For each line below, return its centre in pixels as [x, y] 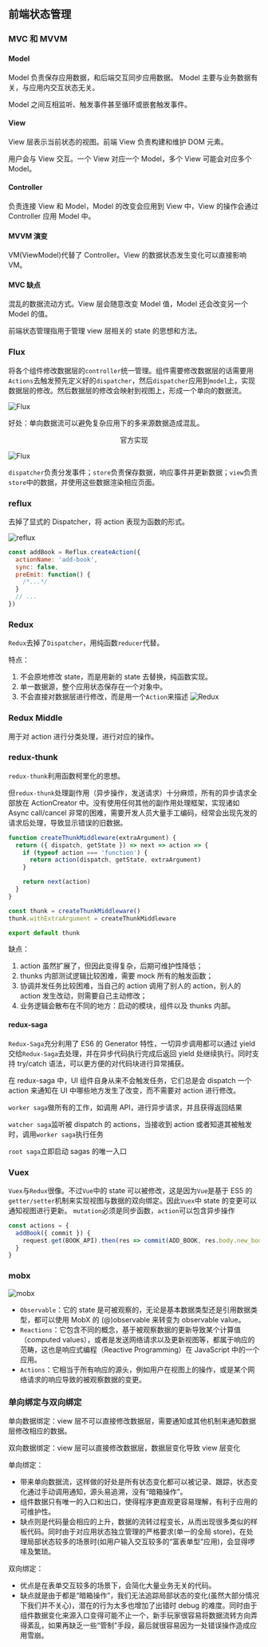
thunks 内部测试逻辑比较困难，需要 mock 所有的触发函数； [116, 976]
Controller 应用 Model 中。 [52, 216]
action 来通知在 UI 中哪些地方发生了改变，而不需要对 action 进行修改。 [124, 1090]
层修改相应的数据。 [40, 1431]
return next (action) [57, 882]
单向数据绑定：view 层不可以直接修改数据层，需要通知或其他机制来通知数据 [132, 1420]
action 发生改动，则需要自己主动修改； [83, 996]
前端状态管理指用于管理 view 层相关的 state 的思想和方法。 [105, 331]
